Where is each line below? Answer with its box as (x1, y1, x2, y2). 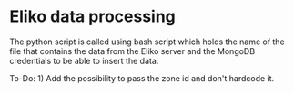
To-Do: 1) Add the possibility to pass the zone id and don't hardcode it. (9, 72, 275, 83)
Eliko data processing (9, 6, 176, 27)
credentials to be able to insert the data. (9, 55, 159, 66)
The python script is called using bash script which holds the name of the (9, 36, 285, 47)
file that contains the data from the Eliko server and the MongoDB (9, 45, 256, 56)
